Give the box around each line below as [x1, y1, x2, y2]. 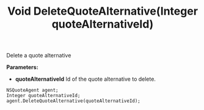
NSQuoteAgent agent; [6, 87, 59, 94]
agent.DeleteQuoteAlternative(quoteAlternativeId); [6, 98, 140, 105]
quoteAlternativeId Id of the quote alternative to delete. [15, 75, 156, 83]
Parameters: [6, 64, 38, 71]
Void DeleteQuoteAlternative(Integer [7, 4, 199, 18]
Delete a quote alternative [6, 52, 71, 59]
